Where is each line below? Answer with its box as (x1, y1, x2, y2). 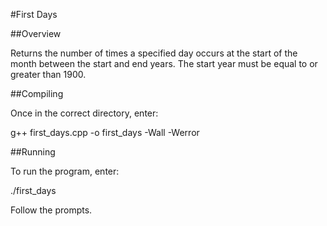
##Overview (10, 28, 62, 39)
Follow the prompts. (10, 204, 93, 216)
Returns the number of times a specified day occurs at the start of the (10, 47, 298, 59)
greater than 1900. (10, 69, 87, 80)
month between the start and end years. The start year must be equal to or (10, 58, 318, 69)
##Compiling (10, 88, 64, 99)
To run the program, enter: (10, 165, 120, 177)
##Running (10, 146, 56, 158)
